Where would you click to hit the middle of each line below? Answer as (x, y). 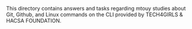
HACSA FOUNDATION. (34, 21)
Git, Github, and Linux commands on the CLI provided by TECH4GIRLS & (95, 14)
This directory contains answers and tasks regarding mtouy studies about (96, 8)
